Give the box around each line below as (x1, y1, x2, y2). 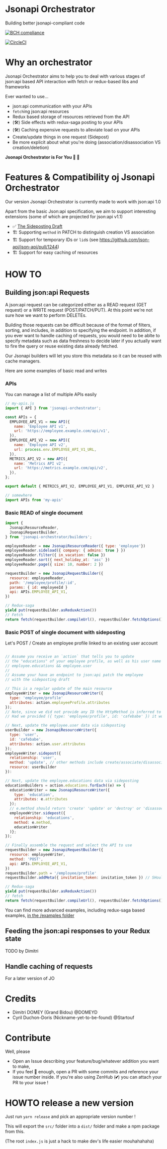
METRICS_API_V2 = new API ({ (9, 456, 68, 461)
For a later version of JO (5, 975, 55, 982)
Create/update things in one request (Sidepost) (12, 133, 109, 140)
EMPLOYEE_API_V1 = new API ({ (9, 419, 70, 424)
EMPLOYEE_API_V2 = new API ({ (9, 438, 70, 443)
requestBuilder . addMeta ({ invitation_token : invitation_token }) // (5, 875, 150, 880)
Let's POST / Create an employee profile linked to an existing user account (5, 640, 158, 646)
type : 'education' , (14, 792, 55, 797)
